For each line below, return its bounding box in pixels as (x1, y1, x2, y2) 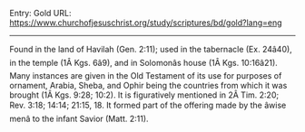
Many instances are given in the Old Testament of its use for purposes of (9, 71, 282, 80)
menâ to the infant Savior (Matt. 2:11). (9, 113, 149, 124)
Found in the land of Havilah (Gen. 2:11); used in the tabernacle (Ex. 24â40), (9, 44, 292, 54)
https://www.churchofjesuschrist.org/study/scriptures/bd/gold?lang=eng (9, 17, 283, 28)
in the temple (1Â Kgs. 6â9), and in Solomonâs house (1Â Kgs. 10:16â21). (9, 58, 279, 68)
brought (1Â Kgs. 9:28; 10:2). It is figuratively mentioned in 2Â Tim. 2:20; (9, 90, 280, 100)
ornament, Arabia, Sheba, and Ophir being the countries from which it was (9, 80, 288, 90)
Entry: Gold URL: (9, 8, 72, 18)
